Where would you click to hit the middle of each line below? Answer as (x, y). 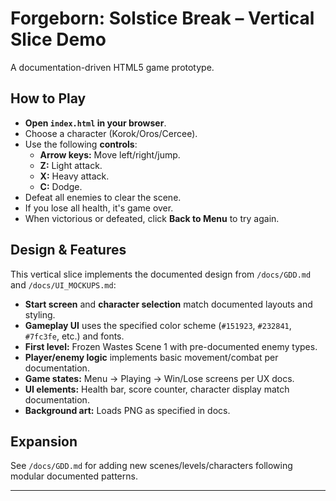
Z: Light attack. (71, 165)
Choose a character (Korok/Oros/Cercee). (111, 133)
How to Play (48, 98)
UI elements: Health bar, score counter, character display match (157, 389)
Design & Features (68, 250)
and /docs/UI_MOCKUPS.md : (63, 284)
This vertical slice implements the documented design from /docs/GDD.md (161, 274)
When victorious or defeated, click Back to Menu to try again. (152, 218)
